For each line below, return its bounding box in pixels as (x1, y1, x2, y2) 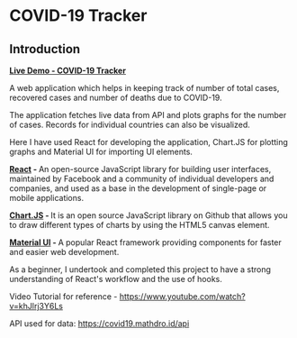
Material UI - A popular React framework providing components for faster (9, 237, 282, 248)
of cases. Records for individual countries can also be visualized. (9, 119, 250, 130)
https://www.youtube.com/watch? (119, 291, 246, 302)
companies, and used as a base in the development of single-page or (9, 183, 267, 194)
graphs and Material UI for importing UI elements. (9, 146, 193, 157)
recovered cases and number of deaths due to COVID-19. (9, 92, 222, 103)
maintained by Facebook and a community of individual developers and (9, 173, 274, 184)
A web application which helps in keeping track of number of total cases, (9, 83, 280, 93)
